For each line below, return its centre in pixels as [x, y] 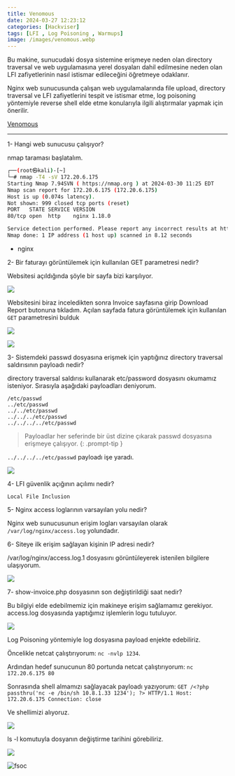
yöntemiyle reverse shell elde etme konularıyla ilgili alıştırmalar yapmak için [115, 103]
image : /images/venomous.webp [51, 40]
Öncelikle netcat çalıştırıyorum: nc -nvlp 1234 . [74, 653]
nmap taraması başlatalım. [45, 158]
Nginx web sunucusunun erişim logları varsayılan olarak [87, 523]
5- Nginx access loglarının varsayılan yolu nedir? [77, 509]
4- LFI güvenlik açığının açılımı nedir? [61, 483]
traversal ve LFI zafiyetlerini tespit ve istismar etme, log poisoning [101, 96]
